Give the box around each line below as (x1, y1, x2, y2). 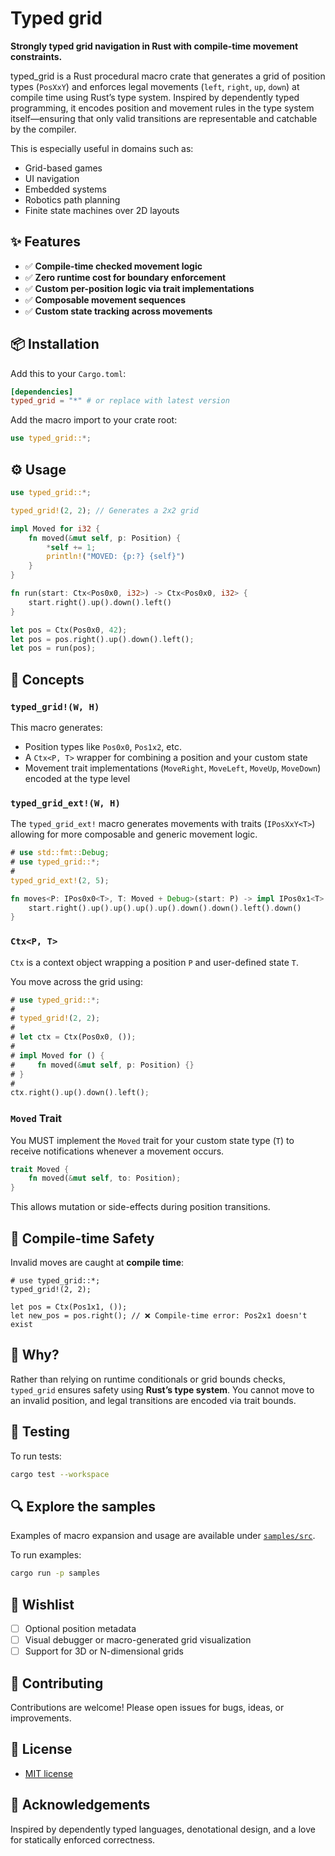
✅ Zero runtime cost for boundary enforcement (24, 271, 227, 283)
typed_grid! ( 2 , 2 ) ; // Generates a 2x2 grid (10, 505, 199, 516)
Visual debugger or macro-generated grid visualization (24, 1634, 252, 1646)
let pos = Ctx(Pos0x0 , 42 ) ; (10, 625, 128, 635)
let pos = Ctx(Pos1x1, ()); (10, 1302, 128, 1312)
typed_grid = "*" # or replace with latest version (10, 396, 230, 406)
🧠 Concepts (10, 671, 85, 688)
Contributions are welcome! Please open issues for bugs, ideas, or (10, 1702, 285, 1714)
